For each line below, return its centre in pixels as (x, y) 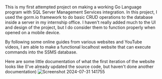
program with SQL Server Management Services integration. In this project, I (81, 12)
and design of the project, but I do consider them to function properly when (80, 27)
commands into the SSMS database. (41, 52)
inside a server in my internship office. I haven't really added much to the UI (81, 22)
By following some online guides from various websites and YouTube (74, 42)
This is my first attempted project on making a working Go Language (73, 7)
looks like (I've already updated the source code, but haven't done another (79, 66)
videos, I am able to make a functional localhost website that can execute (78, 47)
